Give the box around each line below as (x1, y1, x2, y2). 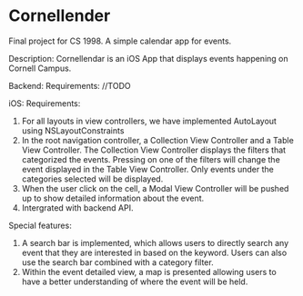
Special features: (8, 220, 72, 231)
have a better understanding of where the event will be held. (21, 276, 248, 287)
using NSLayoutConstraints (21, 124, 125, 136)
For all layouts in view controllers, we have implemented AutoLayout (21, 115, 277, 126)
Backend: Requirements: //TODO (8, 80, 131, 91)
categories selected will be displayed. (21, 173, 164, 184)
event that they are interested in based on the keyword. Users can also (21, 247, 288, 258)
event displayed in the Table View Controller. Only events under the (21, 163, 274, 174)
